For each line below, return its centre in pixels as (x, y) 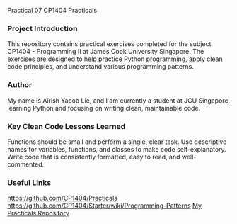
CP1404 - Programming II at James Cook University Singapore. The (106, 52)
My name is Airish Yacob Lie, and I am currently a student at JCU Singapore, (119, 100)
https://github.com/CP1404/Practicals (63, 198)
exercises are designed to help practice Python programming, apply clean (115, 59)
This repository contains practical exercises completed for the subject (109, 44)
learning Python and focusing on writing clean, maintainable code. (104, 108)
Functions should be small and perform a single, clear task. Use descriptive (117, 142)
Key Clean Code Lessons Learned (67, 126)
